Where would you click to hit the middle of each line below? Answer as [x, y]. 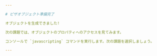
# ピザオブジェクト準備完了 [30, 14]
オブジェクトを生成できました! [32, 23]
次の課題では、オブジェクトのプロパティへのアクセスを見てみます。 [64, 32]
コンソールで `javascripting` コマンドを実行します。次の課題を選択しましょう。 [80, 41]
